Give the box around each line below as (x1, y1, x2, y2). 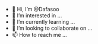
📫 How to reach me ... (11, 32, 67, 38)
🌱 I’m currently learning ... (11, 18, 75, 25)
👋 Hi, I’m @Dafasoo (11, 6, 59, 12)
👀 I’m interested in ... (11, 12, 62, 19)
